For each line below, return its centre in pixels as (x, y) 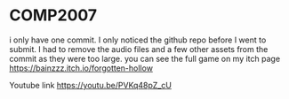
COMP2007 (53, 15)
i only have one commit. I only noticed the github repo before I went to (138, 40)
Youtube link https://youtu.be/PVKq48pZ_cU (90, 85)
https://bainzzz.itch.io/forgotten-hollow (81, 68)
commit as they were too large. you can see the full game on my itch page (145, 58)
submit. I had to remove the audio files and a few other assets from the (139, 49)
